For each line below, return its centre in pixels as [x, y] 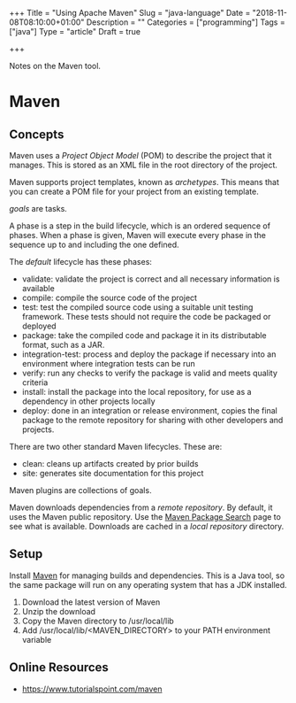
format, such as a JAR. [63, 345]
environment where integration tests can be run [109, 363]
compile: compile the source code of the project [109, 297]
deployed [39, 326]
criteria [35, 382]
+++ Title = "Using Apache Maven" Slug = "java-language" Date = [130, 13]
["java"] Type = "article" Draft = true [75, 31]
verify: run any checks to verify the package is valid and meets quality [150, 373]
